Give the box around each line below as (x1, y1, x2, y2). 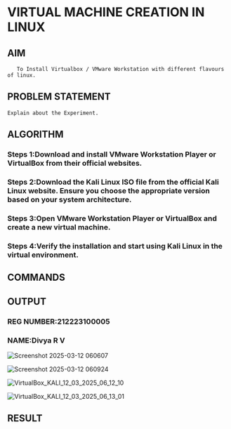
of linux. (7, 72, 37, 79)
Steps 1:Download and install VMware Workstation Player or (7, 150, 216, 159)
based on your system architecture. (7, 194, 132, 204)
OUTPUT (7, 296, 47, 308)
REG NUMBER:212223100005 (7, 317, 110, 326)
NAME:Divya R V (7, 335, 65, 345)
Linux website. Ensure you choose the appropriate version (7, 186, 211, 196)
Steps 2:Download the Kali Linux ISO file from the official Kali (7, 177, 219, 187)
